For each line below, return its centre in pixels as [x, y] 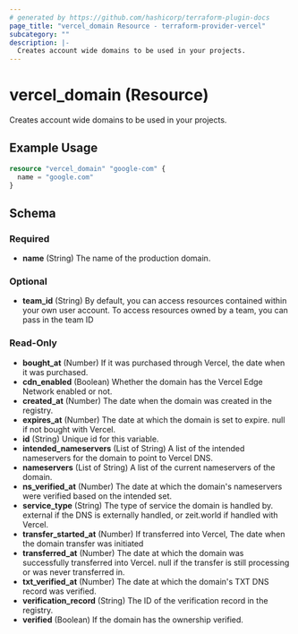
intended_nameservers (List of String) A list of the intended [133, 448]
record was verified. [59, 591]
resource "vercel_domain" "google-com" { [88, 168]
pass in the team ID [58, 320]
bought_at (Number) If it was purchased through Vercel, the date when [153, 363]
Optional [28, 281]
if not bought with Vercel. [69, 429]
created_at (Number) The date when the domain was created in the [147, 400]
